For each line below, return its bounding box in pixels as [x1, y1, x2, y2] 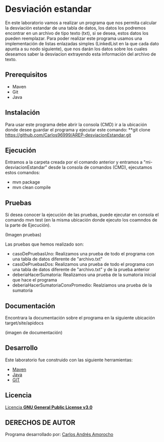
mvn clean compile [12, 185, 51, 190]
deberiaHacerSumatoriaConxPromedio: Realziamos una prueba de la [12, 282, 152, 288]
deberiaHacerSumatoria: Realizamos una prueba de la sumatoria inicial [12, 272, 156, 278]
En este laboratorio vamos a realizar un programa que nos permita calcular [5, 20, 157, 26]
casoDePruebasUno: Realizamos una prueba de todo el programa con [12, 251, 155, 257]
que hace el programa [12, 277, 58, 283]
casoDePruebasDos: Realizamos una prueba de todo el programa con [12, 261, 154, 267]
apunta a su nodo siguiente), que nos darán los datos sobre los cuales [5, 46, 148, 52]
